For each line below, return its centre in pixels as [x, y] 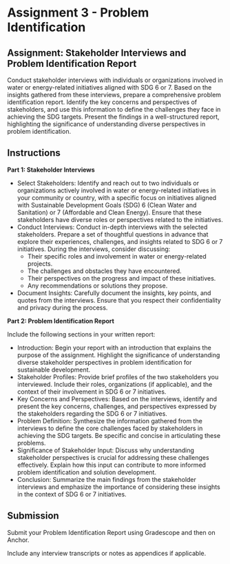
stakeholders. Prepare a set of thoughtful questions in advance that [113, 234]
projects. [40, 263]
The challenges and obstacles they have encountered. [104, 271]
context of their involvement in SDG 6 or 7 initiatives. [92, 392]
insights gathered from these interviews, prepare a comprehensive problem [114, 95]
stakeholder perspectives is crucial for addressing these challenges [113, 457]
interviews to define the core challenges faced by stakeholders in [110, 428]
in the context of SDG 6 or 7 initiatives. [72, 494]
